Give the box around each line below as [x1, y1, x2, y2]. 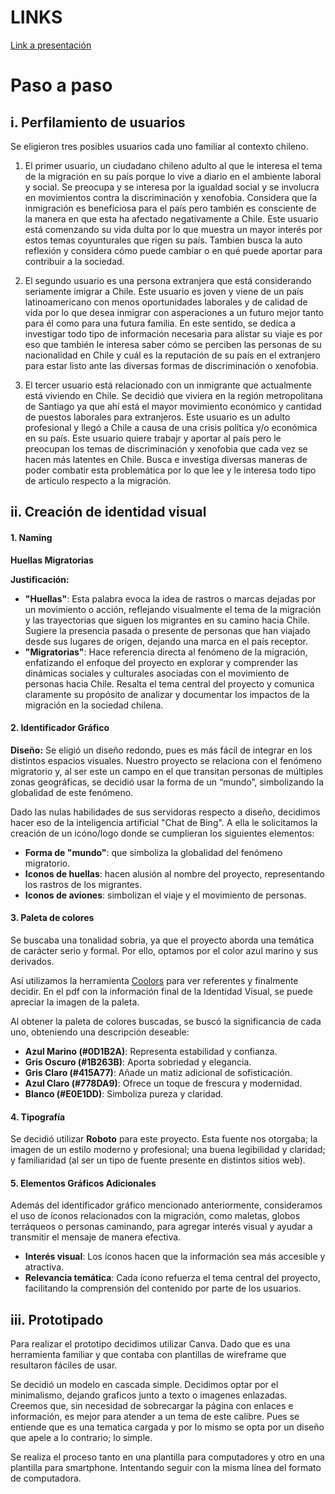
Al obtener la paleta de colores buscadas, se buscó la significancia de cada [10, 1015, 322, 1027]
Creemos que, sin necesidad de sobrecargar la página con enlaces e [10, 1400, 294, 1412]
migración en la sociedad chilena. [24, 699, 164, 711]
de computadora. [10, 1472, 82, 1485]
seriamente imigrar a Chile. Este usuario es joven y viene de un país [24, 285, 304, 297]
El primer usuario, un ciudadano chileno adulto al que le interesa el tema [24, 159, 323, 171]
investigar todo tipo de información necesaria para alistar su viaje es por [24, 327, 323, 340]
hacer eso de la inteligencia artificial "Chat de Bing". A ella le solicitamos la [10, 816, 318, 828]
